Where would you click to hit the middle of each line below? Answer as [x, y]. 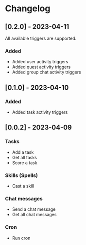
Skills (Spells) [21, 175]
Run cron [21, 238]
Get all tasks [25, 157]
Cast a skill [23, 186]
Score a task [25, 163]
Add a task [23, 152]
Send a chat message [34, 209]
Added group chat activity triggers [46, 72]
